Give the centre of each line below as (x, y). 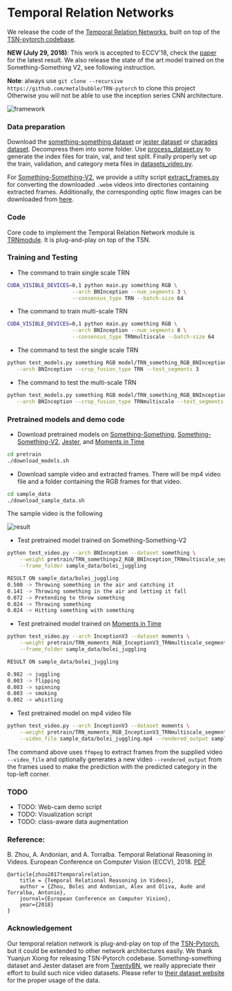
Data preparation (36, 127)
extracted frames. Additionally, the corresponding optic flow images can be (115, 192)
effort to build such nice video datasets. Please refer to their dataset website (116, 972)
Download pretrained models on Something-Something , (96, 434)
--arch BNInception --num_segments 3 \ (129, 292)
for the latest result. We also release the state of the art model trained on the (116, 59)
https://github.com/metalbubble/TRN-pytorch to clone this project (101, 88)
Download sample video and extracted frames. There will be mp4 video (119, 474)
